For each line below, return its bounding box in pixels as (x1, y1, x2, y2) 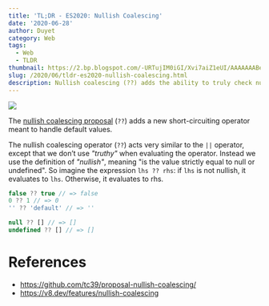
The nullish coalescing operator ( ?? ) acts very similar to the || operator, (8, 139, 245, 149)
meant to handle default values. (8, 124, 113, 134)
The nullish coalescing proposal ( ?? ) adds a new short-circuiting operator (8, 115, 251, 125)
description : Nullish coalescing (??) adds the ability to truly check (8, 79, 252, 87)
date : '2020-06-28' (8, 19, 74, 27)
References (8, 253, 86, 272)
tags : (8, 42, 26, 50)
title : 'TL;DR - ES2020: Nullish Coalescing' (8, 11, 163, 20)
